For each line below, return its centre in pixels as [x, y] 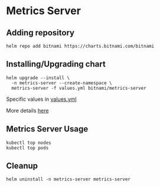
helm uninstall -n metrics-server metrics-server [68, 179]
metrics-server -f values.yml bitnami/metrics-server [79, 88]
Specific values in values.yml [41, 99]
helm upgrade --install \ [38, 78]
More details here [27, 110]
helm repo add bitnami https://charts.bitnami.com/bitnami [80, 46]
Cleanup [22, 166]
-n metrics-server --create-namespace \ [62, 83]
